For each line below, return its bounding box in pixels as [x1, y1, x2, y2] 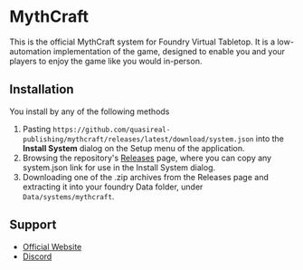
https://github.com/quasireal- [52, 125, 171, 134]
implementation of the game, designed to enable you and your [52, 45, 286, 56]
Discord [22, 251, 52, 262]
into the [255, 133, 285, 144]
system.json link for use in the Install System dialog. [22, 161, 216, 173]
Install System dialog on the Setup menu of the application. [22, 142, 246, 153]
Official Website [22, 241, 82, 252]
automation [9, 45, 52, 56]
